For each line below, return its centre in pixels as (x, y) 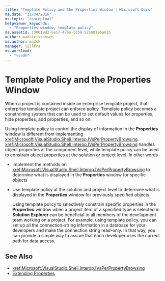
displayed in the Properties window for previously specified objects (81, 195)
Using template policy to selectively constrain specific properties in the (84, 204)
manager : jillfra (23, 46)
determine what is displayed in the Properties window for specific (79, 175)
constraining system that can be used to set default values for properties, (79, 114)
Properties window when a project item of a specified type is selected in (86, 210)
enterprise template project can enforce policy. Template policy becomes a (81, 109)
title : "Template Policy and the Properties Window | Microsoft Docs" (79, 10)
